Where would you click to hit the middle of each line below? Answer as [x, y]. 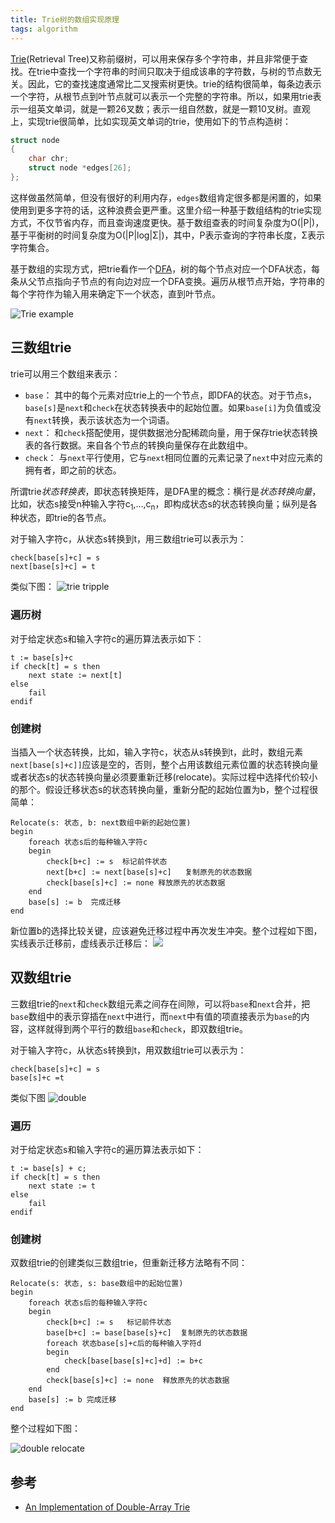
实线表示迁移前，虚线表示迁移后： [80, 943]
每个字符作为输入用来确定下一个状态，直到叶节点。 [115, 293]
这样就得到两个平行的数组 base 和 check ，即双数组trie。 [137, 1028]
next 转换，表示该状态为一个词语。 [104, 420]
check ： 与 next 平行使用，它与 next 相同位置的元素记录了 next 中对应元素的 [173, 457]
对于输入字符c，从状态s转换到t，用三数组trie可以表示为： [128, 539]
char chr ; [49, 159]
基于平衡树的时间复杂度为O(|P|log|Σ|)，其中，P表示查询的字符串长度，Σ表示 [168, 235]
